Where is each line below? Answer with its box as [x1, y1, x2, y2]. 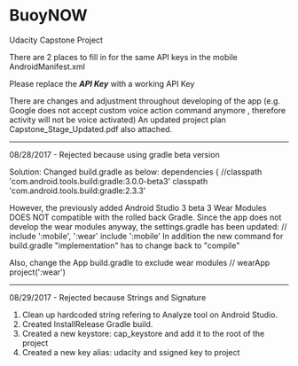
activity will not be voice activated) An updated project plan [9, 114, 226, 125]
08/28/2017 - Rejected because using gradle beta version [9, 149, 220, 160]
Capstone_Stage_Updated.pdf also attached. [9, 123, 173, 134]
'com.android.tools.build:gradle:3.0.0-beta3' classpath [9, 175, 208, 186]
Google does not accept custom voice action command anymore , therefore [9, 105, 286, 115]
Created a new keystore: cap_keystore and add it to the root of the [21, 328, 265, 339]
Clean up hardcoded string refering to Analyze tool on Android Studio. [21, 309, 278, 320]
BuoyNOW [9, 5, 88, 26]
